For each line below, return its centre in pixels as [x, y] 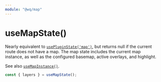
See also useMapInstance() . [32, 66]
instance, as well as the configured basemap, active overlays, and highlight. [81, 57]
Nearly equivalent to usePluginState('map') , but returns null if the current [79, 47]
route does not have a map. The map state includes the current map [73, 51]
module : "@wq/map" [24, 9]
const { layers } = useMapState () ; [41, 75]
